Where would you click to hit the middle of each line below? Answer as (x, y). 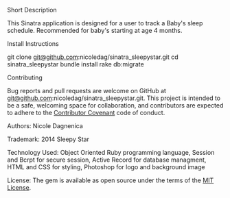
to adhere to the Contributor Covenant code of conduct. (86, 113)
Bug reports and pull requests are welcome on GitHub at (87, 91)
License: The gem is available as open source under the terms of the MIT (111, 180)
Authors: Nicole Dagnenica (45, 126)
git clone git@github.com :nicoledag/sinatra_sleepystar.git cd (93, 57)
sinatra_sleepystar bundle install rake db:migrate (76, 64)
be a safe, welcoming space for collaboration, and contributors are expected (115, 105)
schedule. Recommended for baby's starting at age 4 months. (95, 30)
